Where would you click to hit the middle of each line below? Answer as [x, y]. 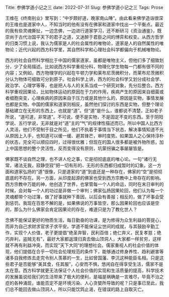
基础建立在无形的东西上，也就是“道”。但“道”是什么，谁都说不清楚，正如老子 [84, 110]
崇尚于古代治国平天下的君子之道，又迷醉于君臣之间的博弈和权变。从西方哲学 [84, 37]
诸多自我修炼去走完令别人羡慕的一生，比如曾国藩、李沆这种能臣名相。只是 [82, 258]
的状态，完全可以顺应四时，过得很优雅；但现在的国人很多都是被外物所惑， [82, 142]
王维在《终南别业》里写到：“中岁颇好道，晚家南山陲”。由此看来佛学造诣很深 [84, 18]
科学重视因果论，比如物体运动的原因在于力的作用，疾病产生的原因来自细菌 [82, 92]
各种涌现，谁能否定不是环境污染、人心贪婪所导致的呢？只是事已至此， [87, 283]
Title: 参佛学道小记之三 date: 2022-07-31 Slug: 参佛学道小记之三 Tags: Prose [84, 7]
